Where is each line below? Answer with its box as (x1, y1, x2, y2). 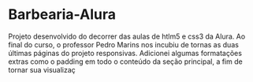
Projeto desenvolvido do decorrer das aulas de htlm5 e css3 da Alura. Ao (8, 32, 246, 41)
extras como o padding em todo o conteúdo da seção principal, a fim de (8, 57, 243, 66)
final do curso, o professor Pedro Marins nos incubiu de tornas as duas (8, 39, 239, 49)
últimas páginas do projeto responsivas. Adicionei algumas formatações (8, 48, 243, 58)
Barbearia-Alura (8, 6, 117, 24)
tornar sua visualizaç (8, 65, 76, 74)
